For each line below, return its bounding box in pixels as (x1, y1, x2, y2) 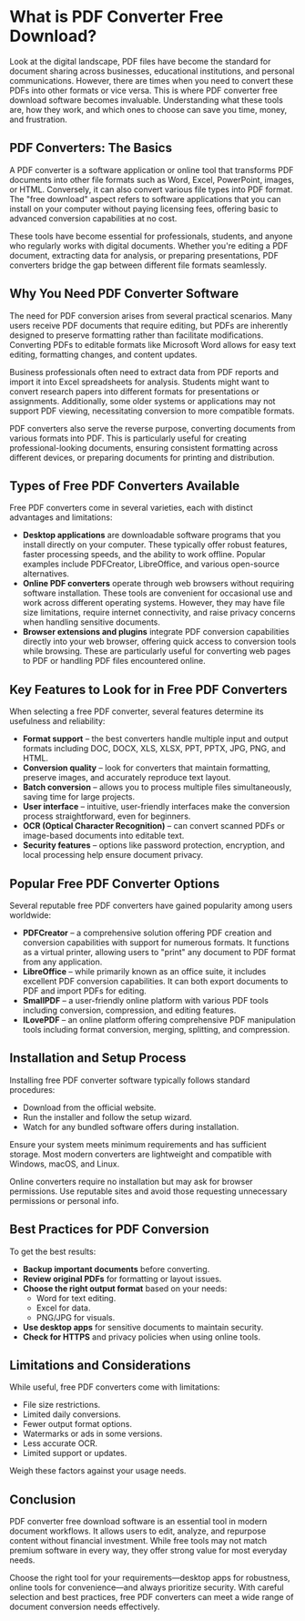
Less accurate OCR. (22, 1438, 98, 1449)
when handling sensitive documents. (22, 617, 161, 627)
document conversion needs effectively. (9, 1601, 161, 1613)
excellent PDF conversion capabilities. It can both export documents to (22, 976, 289, 986)
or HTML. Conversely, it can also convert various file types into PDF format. (9, 184, 293, 195)
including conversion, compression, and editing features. (22, 1004, 237, 1015)
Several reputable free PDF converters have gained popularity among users (9, 900, 293, 911)
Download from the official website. (22, 1102, 157, 1113)
